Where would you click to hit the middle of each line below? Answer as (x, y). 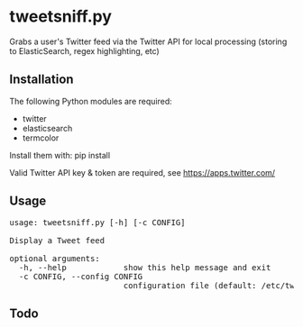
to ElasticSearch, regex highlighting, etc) (84, 50)
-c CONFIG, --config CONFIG (81, 276)
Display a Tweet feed (57, 240)
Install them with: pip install (60, 155)
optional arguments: (55, 258)
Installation (41, 80)
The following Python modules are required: (91, 101)
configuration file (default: (190, 285)
